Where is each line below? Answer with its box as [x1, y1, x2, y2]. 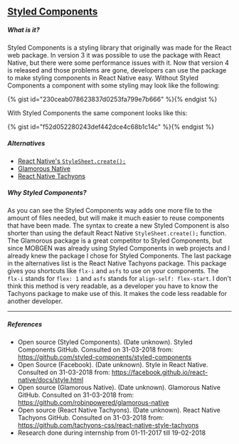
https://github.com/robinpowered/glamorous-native [17, 398, 169, 407]
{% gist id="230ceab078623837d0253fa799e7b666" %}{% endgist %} [7, 95, 218, 104]
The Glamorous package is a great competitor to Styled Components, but [7, 236, 223, 245]
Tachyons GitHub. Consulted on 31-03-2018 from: [17, 413, 164, 422]
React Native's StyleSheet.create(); [17, 157, 126, 166]
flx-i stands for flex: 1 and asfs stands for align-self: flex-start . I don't [7, 274, 232, 283]
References [7, 319, 43, 328]
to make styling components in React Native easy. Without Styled [7, 74, 199, 83]
